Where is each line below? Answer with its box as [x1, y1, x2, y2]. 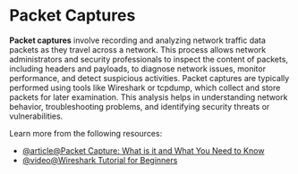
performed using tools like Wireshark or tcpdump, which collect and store [9, 82, 281, 93]
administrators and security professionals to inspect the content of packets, [9, 54, 289, 64]
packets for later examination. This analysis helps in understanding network [9, 91, 288, 103]
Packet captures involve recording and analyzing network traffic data [9, 35, 267, 46]
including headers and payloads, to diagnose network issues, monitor [9, 63, 267, 74]
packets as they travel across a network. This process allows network [9, 44, 267, 54]
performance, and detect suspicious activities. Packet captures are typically [9, 72, 290, 83]
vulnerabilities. [9, 111, 64, 121]
